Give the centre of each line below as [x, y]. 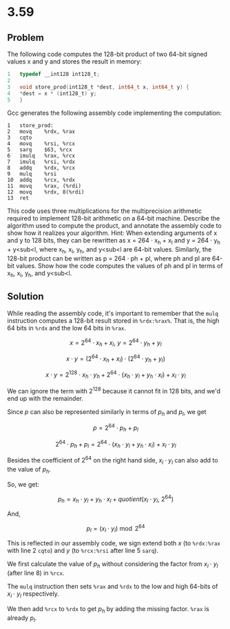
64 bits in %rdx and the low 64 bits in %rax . [66, 328]
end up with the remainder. [45, 398]
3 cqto [20, 138]
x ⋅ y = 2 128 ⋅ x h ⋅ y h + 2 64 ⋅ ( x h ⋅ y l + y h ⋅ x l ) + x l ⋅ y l [116, 375]
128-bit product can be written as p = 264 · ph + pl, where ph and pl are [109, 258]
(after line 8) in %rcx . [36, 573]
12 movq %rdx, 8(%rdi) [46, 192]
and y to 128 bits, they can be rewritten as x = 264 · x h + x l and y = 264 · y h [114, 241]
